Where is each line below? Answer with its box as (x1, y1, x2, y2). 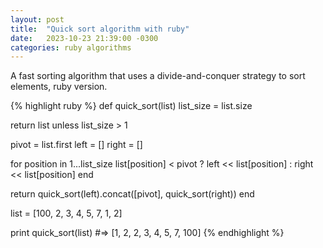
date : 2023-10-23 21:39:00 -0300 (10, 33, 159, 43)
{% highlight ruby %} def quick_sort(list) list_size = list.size (10, 100, 253, 112)
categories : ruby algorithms (10, 42, 132, 53)
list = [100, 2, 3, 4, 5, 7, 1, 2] (10, 207, 123, 220)
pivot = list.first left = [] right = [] (10, 139, 143, 151)
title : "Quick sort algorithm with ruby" (10, 24, 190, 34)
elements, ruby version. (10, 81, 108, 93)
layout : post (10, 14, 65, 25)
